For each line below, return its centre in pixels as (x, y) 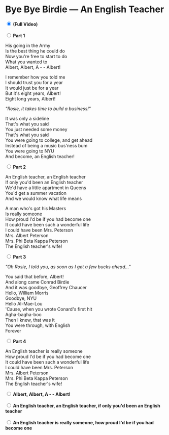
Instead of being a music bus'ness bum (46, 145)
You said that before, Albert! (35, 276)
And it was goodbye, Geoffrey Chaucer (46, 287)
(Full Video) (25, 24)
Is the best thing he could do (35, 51)
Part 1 (19, 35)
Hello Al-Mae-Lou (24, 303)
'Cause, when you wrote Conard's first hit (49, 309)
